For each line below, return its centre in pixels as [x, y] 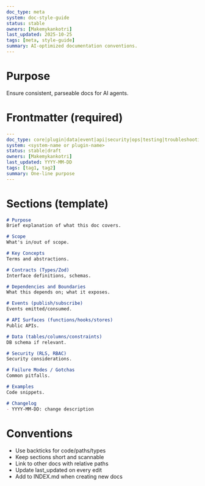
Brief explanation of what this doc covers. [64, 226]
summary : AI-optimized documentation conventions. [72, 46]
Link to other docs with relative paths [62, 463]
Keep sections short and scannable [59, 457]
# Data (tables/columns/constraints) [54, 337]
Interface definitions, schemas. [49, 276]
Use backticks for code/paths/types [60, 450]
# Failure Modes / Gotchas [41, 370]
